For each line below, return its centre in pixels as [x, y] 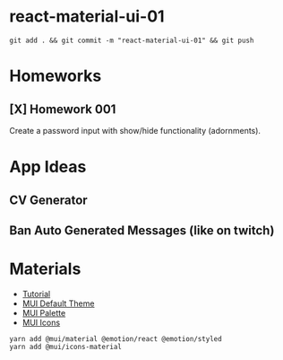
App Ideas [48, 167]
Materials [45, 269]
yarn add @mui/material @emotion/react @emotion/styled [116, 338]
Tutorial [36, 294]
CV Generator [48, 200]
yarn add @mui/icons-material [66, 347]
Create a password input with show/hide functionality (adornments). [135, 130]
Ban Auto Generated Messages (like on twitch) [142, 230]
